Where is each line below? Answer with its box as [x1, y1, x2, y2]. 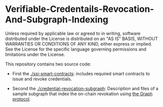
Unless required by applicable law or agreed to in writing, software [5, 30, 141, 36]
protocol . [12, 96, 31, 102]
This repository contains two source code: [5, 61, 91, 67]
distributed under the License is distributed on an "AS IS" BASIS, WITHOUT [5, 36, 158, 42]
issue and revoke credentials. [12, 76, 73, 82]
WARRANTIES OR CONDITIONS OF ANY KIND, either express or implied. [5, 41, 152, 47]
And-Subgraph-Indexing [5, 14, 109, 25]
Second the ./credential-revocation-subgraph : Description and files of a [12, 85, 159, 91]
